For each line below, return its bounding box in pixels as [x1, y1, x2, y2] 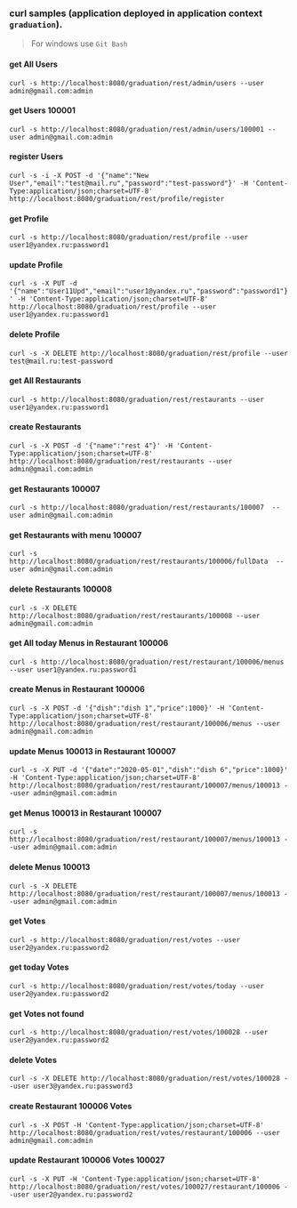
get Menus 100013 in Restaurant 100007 [9, 808, 162, 818]
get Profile [9, 213, 49, 224]
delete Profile [9, 328, 60, 340]
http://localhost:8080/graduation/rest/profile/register [9, 194, 225, 203]
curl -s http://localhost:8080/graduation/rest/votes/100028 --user [9, 1028, 269, 1037]
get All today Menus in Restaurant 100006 [9, 638, 169, 648]
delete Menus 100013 [9, 861, 91, 872]
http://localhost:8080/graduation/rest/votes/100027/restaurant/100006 [9, 1182, 280, 1191]
